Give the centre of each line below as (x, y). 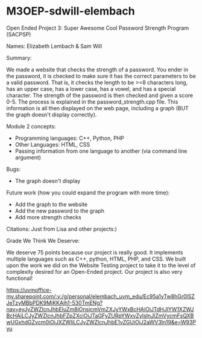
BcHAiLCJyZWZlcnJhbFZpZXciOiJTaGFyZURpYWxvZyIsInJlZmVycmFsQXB (100, 316)
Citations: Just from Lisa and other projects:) (62, 229)
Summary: (19, 58)
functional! (20, 278)
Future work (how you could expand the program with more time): (88, 193)
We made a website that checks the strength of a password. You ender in (97, 69)
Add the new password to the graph (59, 211)
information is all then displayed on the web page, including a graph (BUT (97, 108)
